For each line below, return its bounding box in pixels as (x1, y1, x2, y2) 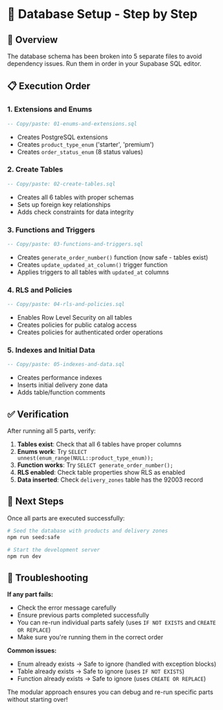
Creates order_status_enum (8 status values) (17, 147, 144, 156)
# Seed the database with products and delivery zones (7, 527, 168, 534)
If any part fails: (7, 590, 54, 599)
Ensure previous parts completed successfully (17, 611, 150, 619)
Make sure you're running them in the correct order (17, 633, 164, 641)
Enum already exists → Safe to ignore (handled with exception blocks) (17, 660, 217, 668)
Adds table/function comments (17, 388, 106, 397)
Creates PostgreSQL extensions (17, 133, 108, 141)
